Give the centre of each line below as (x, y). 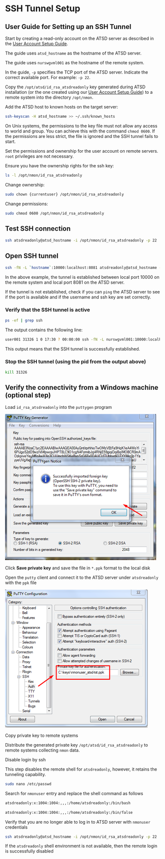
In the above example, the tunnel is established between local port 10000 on (82, 277)
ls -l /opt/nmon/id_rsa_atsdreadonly (44, 175)
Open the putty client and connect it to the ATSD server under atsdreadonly (82, 577)
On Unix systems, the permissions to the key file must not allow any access (81, 126)
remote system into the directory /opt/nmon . (49, 97)
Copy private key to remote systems (42, 735)
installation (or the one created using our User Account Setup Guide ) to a (79, 92)
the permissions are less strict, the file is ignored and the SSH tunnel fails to (82, 136)
